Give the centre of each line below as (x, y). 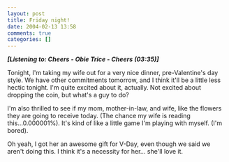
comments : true (29, 33)
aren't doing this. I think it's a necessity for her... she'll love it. (95, 152)
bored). (18, 131)
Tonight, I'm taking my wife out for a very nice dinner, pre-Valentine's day (113, 73)
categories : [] (29, 40)
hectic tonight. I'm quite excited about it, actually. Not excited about (104, 88)
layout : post (26, 14)
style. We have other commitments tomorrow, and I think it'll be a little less (114, 80)
